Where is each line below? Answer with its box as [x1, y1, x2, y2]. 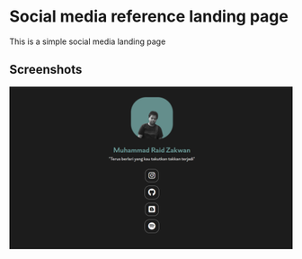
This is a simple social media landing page [9, 36, 166, 47]
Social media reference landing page [9, 6, 289, 27]
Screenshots [9, 62, 83, 77]
